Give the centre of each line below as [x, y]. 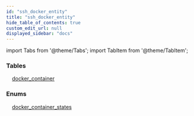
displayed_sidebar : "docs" [39, 34]
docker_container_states [42, 107]
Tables [16, 66]
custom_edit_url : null [34, 28]
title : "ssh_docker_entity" [41, 17]
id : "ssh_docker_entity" [37, 12]
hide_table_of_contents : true [44, 22]
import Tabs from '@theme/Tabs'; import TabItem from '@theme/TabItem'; [97, 50]
